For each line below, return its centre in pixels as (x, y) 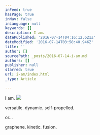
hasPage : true (20, 14)
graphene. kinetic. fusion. (31, 127)
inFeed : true (18, 10)
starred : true (20, 70)
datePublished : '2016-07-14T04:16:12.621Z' (50, 38)
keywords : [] (18, 28)
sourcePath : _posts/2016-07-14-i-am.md (46, 56)
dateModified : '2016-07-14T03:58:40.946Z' (49, 42)
